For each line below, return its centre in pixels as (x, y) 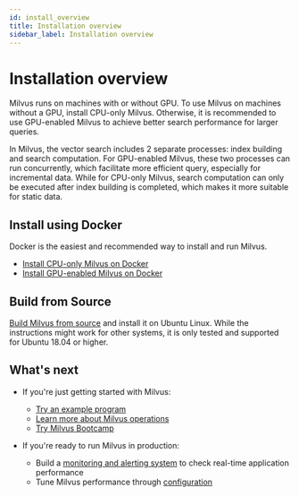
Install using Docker (66, 225)
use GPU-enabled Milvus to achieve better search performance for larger (144, 123)
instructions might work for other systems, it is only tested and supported (144, 332)
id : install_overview (50, 17)
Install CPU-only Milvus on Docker (85, 264)
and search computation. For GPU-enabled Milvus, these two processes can (150, 158)
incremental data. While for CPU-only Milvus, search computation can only (147, 178)
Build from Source (60, 301)
